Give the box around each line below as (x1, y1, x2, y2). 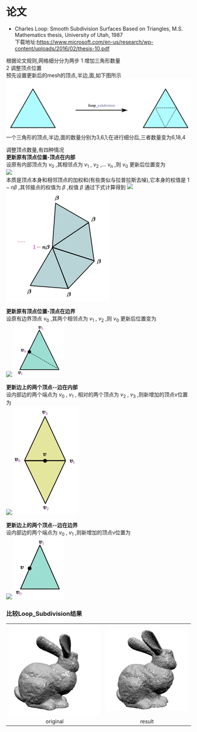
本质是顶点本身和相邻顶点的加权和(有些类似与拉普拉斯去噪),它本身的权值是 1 (6, 176, 189, 183)
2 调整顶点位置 (6, 64, 42, 71)
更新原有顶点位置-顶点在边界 (6, 308, 76, 315)
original (46, 717, 64, 725)
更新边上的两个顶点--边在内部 (6, 383, 78, 390)
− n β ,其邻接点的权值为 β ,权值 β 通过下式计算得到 (6, 183, 126, 191)
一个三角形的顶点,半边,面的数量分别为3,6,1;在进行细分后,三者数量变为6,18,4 (6, 133, 186, 141)
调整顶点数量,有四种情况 (6, 146, 64, 153)
